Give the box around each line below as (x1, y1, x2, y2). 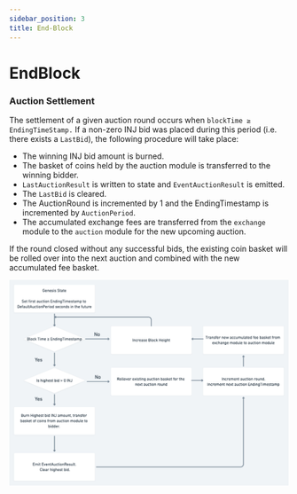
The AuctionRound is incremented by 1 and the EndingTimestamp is (21, 198, 269, 208)
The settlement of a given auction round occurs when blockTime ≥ (9, 114, 251, 125)
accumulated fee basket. (9, 262, 100, 272)
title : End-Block (9, 23, 74, 33)
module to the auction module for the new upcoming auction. (21, 226, 246, 237)
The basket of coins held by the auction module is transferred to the (21, 160, 271, 170)
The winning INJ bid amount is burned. (21, 151, 165, 161)
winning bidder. (21, 169, 80, 180)
